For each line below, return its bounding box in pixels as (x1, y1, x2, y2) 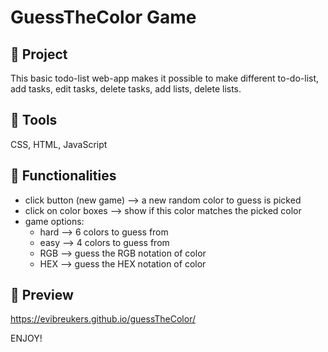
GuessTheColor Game (10, 6, 197, 29)
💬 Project (10, 46, 68, 63)
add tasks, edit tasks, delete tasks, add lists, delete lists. (10, 83, 242, 95)
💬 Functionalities (10, 167, 117, 185)
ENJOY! (10, 332, 43, 345)
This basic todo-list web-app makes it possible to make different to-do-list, (10, 72, 320, 84)
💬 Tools (10, 112, 58, 129)
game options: (24, 215, 85, 227)
